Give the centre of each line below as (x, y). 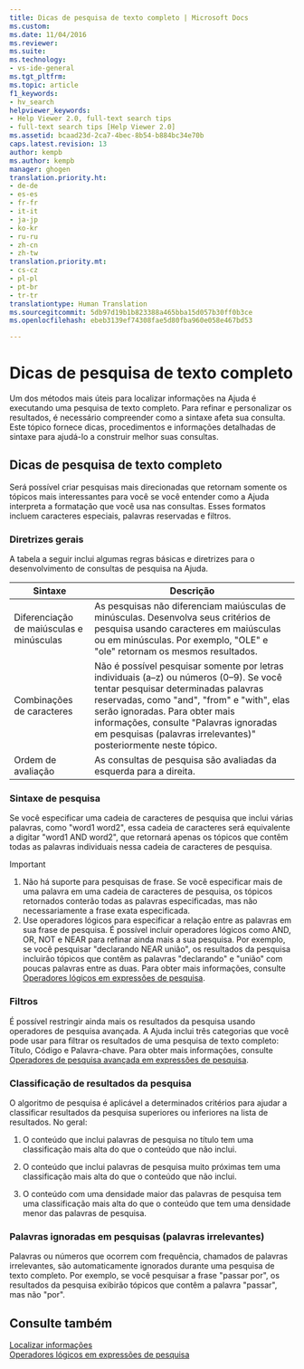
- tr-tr (24, 295)
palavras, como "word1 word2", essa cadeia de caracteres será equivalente (150, 828)
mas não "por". (38, 1295)
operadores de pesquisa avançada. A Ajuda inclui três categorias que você (149, 1031)
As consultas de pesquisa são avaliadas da (186, 760)
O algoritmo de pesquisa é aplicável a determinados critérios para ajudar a (148, 1103)
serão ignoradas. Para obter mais (165, 711)
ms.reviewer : (34, 43)
